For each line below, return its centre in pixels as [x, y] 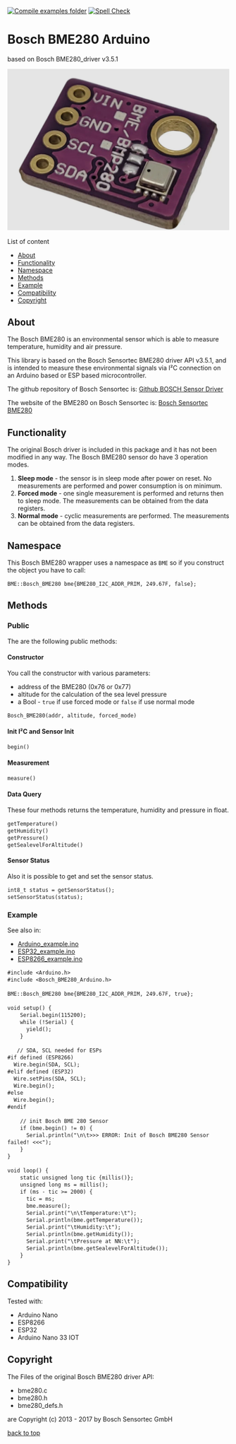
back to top [24, 1433]
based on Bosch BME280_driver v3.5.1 [63, 59]
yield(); [39, 1029]
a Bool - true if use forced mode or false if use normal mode [106, 702]
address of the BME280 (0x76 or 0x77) [74, 686]
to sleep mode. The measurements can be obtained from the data [113, 501]
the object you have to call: [46, 570]
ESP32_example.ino [46, 951]
